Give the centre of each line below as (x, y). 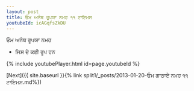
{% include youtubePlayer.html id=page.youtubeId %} (73, 64)
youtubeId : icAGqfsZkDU (36, 23)
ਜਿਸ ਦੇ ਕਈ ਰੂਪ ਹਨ (35, 52)
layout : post (23, 12)
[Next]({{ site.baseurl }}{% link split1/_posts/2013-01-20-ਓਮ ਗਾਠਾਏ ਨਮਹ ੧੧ (97, 75)
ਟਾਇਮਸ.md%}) (24, 82)
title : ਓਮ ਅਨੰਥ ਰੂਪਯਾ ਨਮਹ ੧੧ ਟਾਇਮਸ (49, 17)
